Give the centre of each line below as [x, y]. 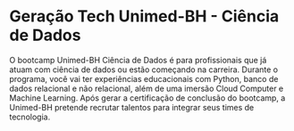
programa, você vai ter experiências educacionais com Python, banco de [144, 78]
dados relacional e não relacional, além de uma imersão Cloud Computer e [147, 88]
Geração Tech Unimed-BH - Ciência [144, 16]
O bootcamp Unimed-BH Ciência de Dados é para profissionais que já [138, 60]
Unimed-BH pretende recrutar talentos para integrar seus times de [132, 107]
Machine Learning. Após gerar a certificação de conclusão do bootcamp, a [147, 98]
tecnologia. [30, 117]
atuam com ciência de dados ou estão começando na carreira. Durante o [144, 70]
